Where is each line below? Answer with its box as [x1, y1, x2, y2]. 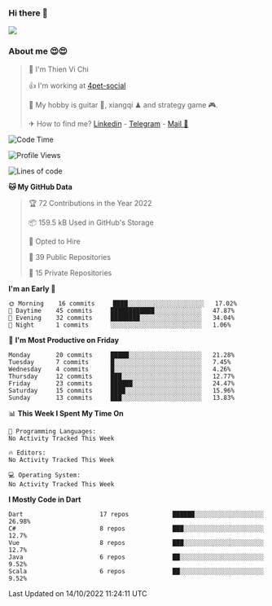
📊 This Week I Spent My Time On [8, 408, 124, 418]
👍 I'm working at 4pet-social [28, 81, 126, 90]
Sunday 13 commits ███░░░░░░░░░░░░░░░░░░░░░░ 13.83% [8, 393, 235, 402]
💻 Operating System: [8, 471, 81, 479]
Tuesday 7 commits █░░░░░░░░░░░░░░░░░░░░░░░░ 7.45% [8, 358, 231, 366]
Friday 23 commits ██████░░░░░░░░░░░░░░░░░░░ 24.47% [8, 379, 235, 388]
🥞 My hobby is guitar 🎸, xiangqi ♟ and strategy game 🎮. [28, 99, 218, 109]
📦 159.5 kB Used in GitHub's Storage [28, 217, 155, 227]
